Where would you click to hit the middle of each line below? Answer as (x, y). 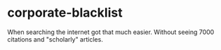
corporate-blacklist (65, 13)
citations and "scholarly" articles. (55, 39)
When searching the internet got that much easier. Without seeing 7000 (111, 32)
